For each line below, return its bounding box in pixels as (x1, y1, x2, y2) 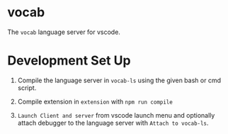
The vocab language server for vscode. (7, 28, 120, 36)
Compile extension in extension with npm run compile (17, 97, 173, 106)
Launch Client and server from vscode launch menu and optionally (17, 111, 215, 119)
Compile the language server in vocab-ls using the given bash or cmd (17, 76, 222, 84)
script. (17, 83, 37, 92)
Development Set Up (7, 52, 131, 69)
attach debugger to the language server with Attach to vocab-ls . (17, 118, 209, 127)
